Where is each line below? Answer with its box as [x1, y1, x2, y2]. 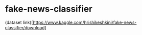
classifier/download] [5, 24, 47, 30]
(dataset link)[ [5, 19, 33, 25]
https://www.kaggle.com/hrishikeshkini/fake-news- [32, 19, 137, 25]
